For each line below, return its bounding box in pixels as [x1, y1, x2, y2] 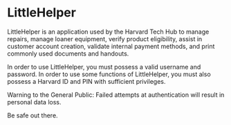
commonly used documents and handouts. [7, 49, 129, 58]
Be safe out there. [7, 111, 58, 120]
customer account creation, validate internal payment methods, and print [7, 42, 215, 50]
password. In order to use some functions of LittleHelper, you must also [7, 70, 211, 78]
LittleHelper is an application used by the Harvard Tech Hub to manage [7, 27, 210, 36]
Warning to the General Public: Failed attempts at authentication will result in [7, 91, 225, 99]
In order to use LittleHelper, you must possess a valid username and [7, 62, 201, 71]
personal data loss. [7, 98, 62, 106]
